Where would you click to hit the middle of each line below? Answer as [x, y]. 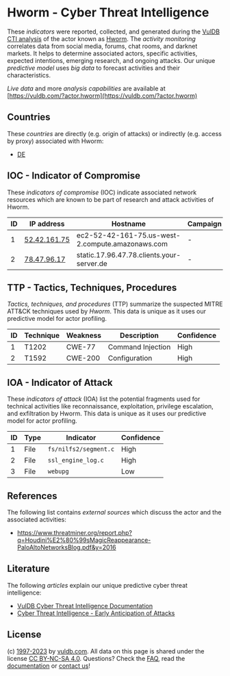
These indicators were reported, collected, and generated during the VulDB [114, 31]
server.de [92, 263]
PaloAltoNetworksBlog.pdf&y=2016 [66, 547]
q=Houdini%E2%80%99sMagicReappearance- [84, 540]
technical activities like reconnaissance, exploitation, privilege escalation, [110, 406]
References [32, 496]
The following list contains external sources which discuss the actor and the [114, 512]
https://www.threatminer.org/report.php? [74, 533]
